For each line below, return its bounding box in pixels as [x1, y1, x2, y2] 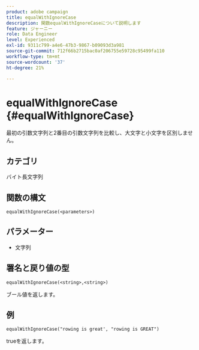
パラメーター [6, 227, 54, 237]
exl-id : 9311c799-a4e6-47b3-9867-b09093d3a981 [6, 43, 125, 49]
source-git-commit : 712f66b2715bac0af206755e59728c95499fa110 [6, 48, 165, 54]
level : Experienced [6, 37, 55, 43]
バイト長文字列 [6, 173, 43, 180]
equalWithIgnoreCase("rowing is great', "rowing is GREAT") [6, 326, 160, 333]
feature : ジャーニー [6, 25, 53, 32]
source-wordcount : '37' [6, 59, 66, 65]
